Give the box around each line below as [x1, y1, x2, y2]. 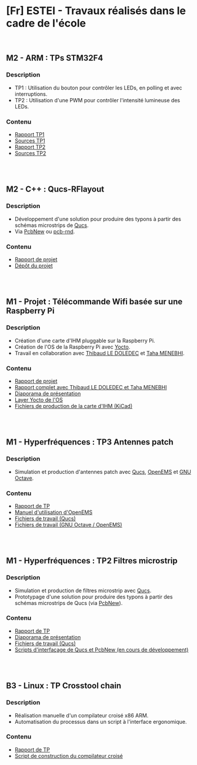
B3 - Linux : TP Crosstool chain [6, 681, 122, 691]
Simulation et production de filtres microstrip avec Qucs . [14, 587, 152, 594]
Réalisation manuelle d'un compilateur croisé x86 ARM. [14, 711, 149, 719]
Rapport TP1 [14, 131, 45, 138]
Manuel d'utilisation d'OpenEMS [14, 509, 93, 516]
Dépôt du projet [14, 262, 53, 269]
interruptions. [14, 90, 48, 98]
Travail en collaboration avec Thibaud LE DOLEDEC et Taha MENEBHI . [14, 349, 185, 356]
